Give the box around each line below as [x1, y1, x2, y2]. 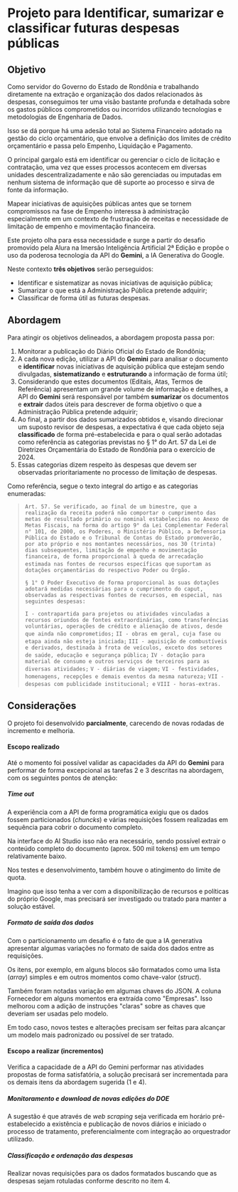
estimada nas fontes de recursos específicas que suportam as [24, 560, 212, 567]
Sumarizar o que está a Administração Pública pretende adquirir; [17, 286, 207, 295]
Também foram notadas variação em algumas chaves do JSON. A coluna [7, 986, 222, 995]
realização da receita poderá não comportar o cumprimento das [24, 509, 217, 517]
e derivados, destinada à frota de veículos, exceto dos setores [24, 644, 222, 651]
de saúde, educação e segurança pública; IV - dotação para [24, 651, 205, 659]
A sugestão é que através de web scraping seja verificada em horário [7, 1112, 211, 1120]
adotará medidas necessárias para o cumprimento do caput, [24, 585, 204, 592]
